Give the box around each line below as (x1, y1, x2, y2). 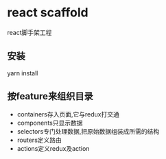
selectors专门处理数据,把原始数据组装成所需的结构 (16, 127, 160, 135)
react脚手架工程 (7, 28, 52, 36)
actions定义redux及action (16, 144, 90, 152)
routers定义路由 (16, 136, 62, 144)
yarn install (7, 69, 38, 77)
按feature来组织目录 (7, 90, 94, 102)
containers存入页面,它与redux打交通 (16, 110, 120, 118)
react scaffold (7, 5, 88, 21)
